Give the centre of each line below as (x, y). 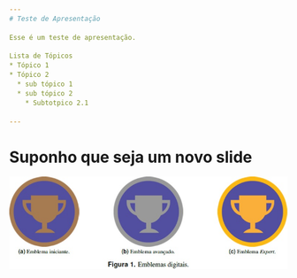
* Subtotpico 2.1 (57, 103)
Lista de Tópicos (41, 56)
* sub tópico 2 (45, 93)
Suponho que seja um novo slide (131, 157)
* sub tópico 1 (45, 84)
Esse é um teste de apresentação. (73, 37)
